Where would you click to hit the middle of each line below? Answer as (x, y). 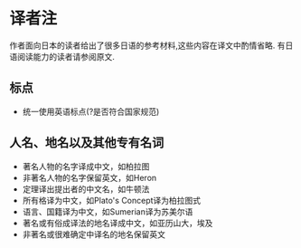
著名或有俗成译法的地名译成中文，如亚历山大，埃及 (118, 223)
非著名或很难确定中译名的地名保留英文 (94, 234)
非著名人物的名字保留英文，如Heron (89, 177)
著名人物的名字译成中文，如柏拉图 (86, 166)
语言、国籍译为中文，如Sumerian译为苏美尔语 (108, 211)
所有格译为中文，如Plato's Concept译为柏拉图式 (112, 200)
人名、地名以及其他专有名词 (87, 143)
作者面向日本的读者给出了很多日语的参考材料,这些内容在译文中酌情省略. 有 (148, 45)
